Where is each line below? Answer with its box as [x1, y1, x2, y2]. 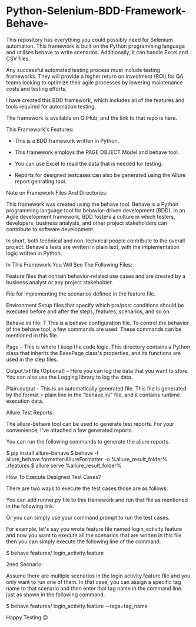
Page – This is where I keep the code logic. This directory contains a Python [6, 343, 190, 350]
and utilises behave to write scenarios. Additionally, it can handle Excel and [6, 48, 188, 55]
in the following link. [6, 503, 55, 510]
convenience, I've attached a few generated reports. [6, 426, 134, 434]
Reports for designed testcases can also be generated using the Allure [14, 171, 186, 178]
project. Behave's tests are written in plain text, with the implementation [6, 243, 180, 250]
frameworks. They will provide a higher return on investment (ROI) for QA [6, 73, 184, 80]
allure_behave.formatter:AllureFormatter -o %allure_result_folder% [6, 455, 168, 462]
